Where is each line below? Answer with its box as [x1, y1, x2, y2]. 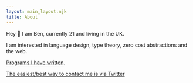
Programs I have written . [6, 59, 66, 66]
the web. [6, 47, 28, 54]
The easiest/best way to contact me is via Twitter [6, 70, 125, 77]
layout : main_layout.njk [6, 8, 67, 15]
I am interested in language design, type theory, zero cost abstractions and [6, 41, 188, 49]
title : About [6, 14, 38, 20]
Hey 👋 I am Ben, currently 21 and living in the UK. [6, 30, 124, 37]
